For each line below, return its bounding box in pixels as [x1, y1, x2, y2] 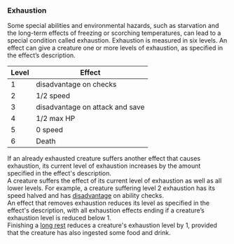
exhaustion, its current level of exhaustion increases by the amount [7, 162, 201, 170]
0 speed [36, 125, 63, 135]
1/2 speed [36, 91, 70, 101]
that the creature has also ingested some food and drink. [7, 229, 171, 237]
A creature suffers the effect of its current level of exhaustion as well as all [7, 177, 222, 185]
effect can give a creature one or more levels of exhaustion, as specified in [7, 44, 223, 52]
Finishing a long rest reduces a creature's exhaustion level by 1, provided [7, 221, 217, 229]
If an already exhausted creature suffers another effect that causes [7, 155, 201, 163]
